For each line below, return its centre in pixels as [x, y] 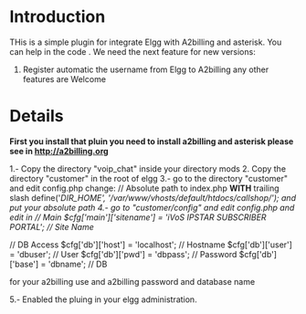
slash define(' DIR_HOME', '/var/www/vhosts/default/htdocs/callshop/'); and [153, 197]
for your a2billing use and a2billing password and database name [132, 281]
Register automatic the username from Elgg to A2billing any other [146, 69]
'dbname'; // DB [78, 264]
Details [37, 116]
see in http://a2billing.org [59, 151]
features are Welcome [64, 78]
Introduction [58, 17]
